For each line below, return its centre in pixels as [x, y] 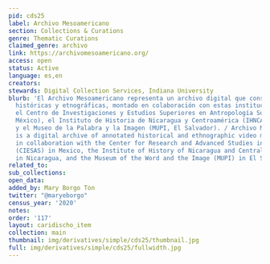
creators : [25, 83]
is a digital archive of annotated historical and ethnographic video [136, 135]
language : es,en [35, 76]
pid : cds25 [27, 16]
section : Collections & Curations [66, 31]
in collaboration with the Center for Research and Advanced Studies [134, 143]
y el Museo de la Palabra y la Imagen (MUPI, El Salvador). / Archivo [136, 128]
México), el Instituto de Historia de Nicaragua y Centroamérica [127, 121]
